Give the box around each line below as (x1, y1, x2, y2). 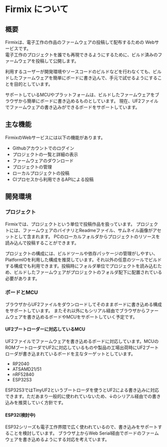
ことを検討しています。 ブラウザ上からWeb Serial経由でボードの (9, 430, 142, 436)
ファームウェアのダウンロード (12, 157, 74, 163)
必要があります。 (5, 275, 40, 281)
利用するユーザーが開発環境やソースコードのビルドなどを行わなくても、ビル (5, 68, 162, 74)
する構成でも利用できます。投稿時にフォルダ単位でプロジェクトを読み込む (5, 262, 158, 269)
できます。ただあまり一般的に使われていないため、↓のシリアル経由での (5, 393, 153, 399)
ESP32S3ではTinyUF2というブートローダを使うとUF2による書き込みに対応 (5, 387, 160, 393)
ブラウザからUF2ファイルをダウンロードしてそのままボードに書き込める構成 (5, 301, 162, 307)
